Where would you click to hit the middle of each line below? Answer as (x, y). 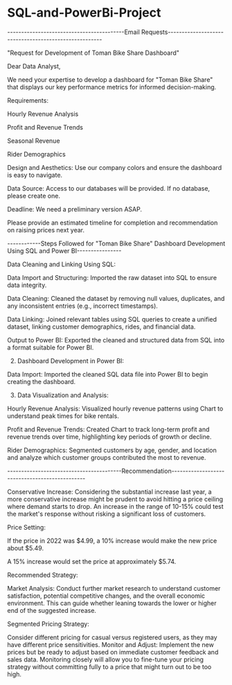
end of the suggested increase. (52, 610)
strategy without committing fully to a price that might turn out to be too (109, 666)
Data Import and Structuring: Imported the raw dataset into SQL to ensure (112, 277)
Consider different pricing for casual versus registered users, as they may (112, 637)
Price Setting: (27, 527)
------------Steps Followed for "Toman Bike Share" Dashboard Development (116, 243)
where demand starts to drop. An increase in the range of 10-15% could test (115, 506)
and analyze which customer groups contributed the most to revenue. (107, 457)
